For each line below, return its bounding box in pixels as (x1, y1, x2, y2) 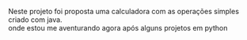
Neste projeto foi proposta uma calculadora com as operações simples (8, 7, 240, 16)
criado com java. (8, 15, 63, 24)
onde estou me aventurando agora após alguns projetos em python (8, 24, 228, 32)
